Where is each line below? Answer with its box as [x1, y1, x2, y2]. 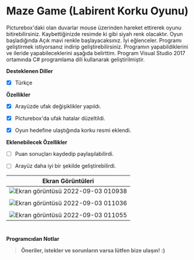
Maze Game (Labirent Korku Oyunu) [6, 4, 189, 18]
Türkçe [14, 79, 33, 86]
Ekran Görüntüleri [42, 177, 95, 185]
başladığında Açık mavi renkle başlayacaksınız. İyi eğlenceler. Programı [6, 37, 182, 44]
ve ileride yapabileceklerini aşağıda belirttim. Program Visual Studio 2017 [6, 49, 186, 56]
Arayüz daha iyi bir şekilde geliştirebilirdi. [14, 162, 117, 170]
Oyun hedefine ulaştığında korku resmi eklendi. [14, 127, 132, 134]
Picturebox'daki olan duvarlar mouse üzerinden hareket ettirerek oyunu [6, 24, 181, 31]
